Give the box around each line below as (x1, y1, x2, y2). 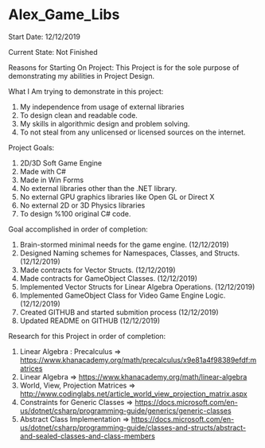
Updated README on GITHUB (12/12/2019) (19, 316, 161, 325)
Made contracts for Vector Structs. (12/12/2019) (19, 265, 177, 275)
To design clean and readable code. (19, 110, 138, 120)
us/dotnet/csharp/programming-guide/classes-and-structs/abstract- (19, 423, 247, 432)
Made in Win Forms (19, 175, 84, 185)
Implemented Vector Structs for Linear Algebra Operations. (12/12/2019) (19, 282, 255, 291)
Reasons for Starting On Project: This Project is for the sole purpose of (8, 62, 240, 72)
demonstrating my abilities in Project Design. (8, 71, 155, 80)
